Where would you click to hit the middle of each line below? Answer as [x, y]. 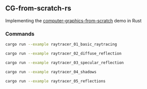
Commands [20, 34]
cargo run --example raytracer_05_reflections [55, 81]
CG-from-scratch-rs [38, 8]
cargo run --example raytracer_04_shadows [51, 72]
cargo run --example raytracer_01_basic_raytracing [61, 44]
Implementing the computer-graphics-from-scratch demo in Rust [73, 20]
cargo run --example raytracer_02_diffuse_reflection [64, 53]
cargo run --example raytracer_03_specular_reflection [65, 63]
